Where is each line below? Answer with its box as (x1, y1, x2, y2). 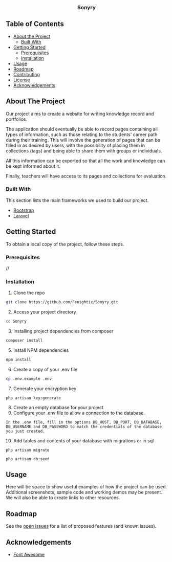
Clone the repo (13, 290, 45, 296)
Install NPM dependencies (13, 347, 69, 353)
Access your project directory (13, 309, 76, 315)
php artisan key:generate (6, 395, 61, 400)
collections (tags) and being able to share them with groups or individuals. (6, 147, 162, 154)
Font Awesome (13, 551, 45, 558)
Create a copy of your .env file (13, 366, 78, 372)
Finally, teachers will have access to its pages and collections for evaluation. (6, 173, 167, 179)
